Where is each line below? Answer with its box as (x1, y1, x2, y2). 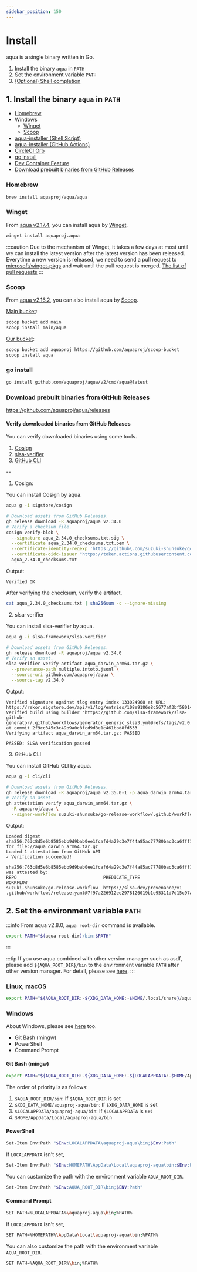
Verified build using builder (6, 709, 80, 715)
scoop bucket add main (6, 319, 62, 325)
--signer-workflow (11, 812, 57, 818)
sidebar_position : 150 (6, 8, 62, 15)
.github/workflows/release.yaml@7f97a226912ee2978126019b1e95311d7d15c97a (6, 890, 193, 896)
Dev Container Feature (14, 160, 69, 167)
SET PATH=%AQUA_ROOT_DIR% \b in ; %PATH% (6, 1260, 98, 1266)
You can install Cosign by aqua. (6, 491, 82, 498)
